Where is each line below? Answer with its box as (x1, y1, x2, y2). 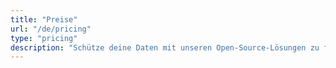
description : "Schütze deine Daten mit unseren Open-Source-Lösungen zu (10, 42, 320, 53)
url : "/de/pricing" (10, 24, 92, 34)
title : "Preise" (10, 14, 78, 25)
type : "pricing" (10, 33, 78, 43)
